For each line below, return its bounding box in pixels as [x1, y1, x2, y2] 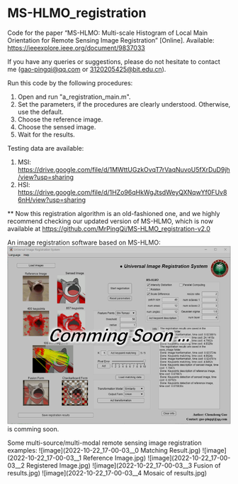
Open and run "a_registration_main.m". [17, 92, 131, 101]
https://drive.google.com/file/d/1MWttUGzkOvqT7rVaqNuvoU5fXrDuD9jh [17, 165, 230, 173]
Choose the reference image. [17, 115, 103, 124]
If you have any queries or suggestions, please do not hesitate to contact [7, 57, 221, 65]
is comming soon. [7, 424, 59, 433]
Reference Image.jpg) [82, 453, 147, 462]
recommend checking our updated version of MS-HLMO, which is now [7, 217, 214, 225]
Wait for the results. [17, 130, 76, 139]
